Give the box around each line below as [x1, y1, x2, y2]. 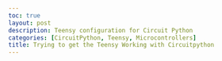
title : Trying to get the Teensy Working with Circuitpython [8, 41, 215, 49]
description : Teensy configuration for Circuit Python [8, 26, 193, 34]
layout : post [8, 19, 52, 27]
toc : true [8, 11, 41, 20]
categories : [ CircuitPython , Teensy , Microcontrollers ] [8, 33, 197, 42]
